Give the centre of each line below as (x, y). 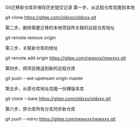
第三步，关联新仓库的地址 (31, 48)
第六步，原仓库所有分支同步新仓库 (40, 109)
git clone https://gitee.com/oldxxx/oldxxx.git (51, 17)
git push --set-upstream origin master (44, 78)
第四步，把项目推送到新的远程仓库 (40, 68)
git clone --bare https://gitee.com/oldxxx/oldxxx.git (58, 98)
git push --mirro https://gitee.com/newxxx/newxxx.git (60, 119)
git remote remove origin (30, 37)
